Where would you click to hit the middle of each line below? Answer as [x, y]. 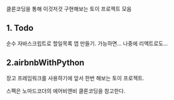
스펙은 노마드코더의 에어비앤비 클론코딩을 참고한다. [66, 91]
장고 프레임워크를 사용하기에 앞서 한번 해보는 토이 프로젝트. [75, 78]
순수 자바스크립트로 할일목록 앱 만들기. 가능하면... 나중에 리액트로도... [87, 43]
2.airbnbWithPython [45, 63]
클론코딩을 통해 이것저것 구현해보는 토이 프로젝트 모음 [69, 9]
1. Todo [20, 28]
